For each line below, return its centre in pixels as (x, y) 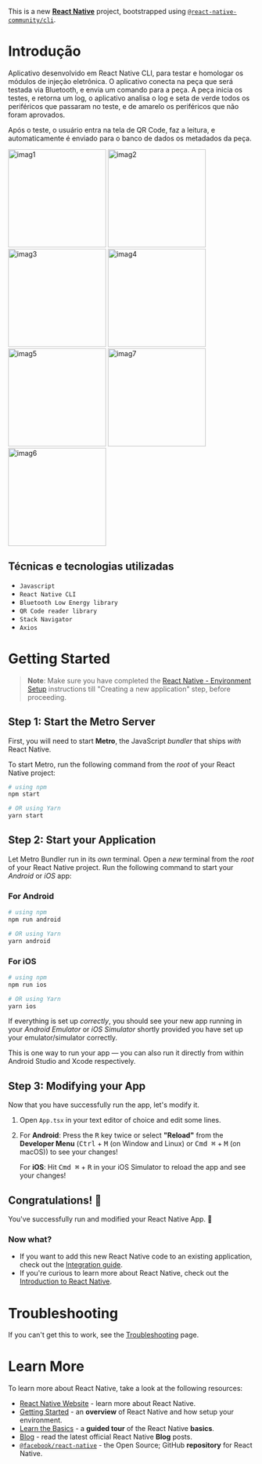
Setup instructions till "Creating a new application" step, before (129, 689)
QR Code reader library (58, 611)
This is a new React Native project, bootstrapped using (97, 11)
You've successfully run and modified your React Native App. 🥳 (110, 1219)
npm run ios (27, 985)
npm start (24, 794)
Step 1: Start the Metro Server (82, 722)
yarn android (29, 941)
